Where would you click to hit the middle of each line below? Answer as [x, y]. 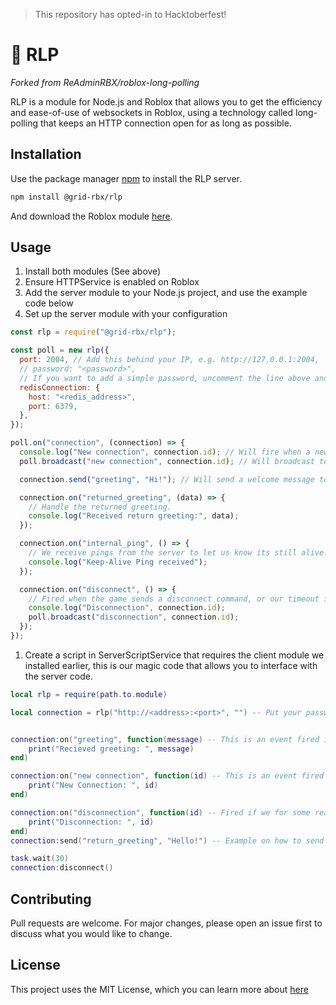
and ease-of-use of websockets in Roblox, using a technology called [152, 112]
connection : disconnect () [62, 868]
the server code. [58, 676]
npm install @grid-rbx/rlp [66, 197]
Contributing [51, 899]
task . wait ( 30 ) [40, 859]
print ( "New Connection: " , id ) [93, 785]
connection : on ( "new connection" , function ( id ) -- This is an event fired [167, 776]
